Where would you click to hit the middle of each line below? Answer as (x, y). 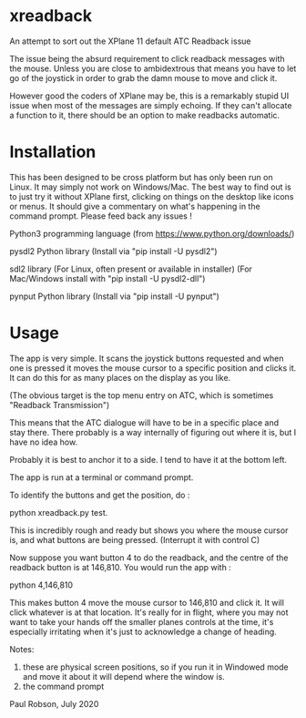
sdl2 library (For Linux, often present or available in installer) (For (131, 269)
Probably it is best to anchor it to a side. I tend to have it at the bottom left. (148, 459)
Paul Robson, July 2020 (54, 703)
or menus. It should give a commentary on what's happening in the (135, 206)
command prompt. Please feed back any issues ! (101, 216)
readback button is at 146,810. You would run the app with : (121, 567)
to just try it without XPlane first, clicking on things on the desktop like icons (152, 196)
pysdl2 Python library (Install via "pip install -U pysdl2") (113, 251)
